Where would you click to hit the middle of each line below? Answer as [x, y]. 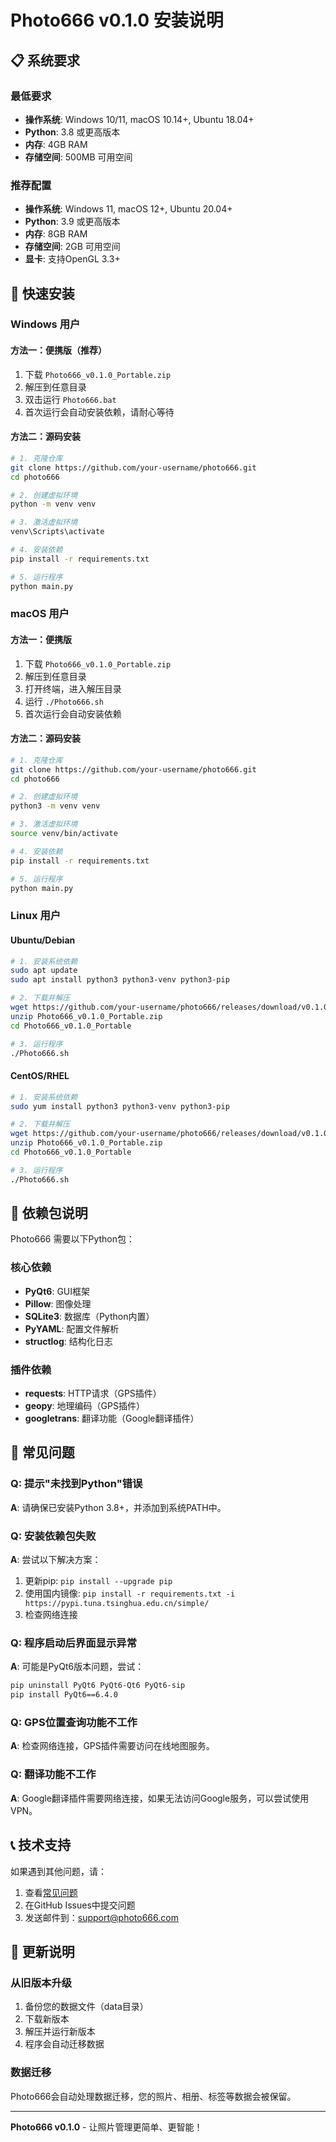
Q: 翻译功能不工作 [53, 1774]
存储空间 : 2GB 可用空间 [72, 247]
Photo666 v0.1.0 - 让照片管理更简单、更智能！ [106, 2127]
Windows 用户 [45, 324]
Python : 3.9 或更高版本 [72, 222]
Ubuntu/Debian [43, 940]
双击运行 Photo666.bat [70, 399]
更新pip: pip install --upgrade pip [98, 1581]
